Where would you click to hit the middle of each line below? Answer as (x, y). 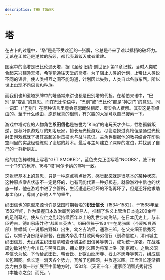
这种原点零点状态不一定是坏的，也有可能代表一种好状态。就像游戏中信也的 (80, 182)
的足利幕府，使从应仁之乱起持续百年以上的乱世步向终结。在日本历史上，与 (80, 217)
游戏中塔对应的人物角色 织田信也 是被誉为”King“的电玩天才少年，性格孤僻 (78, 124)
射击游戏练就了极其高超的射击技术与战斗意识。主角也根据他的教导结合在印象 (82, 137)
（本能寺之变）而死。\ (27, 272)
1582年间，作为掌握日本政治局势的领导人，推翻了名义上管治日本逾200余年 (81, 211)
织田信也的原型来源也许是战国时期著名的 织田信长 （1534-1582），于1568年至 (82, 205)
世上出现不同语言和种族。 (31, 85)
